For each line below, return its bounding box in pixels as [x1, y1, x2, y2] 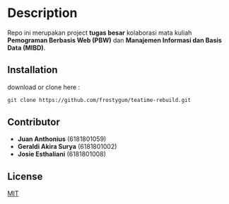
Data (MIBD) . [7, 43, 46, 52]
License [7, 170, 43, 182]
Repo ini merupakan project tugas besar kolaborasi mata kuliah [7, 28, 192, 37]
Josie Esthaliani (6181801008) [17, 150, 106, 159]
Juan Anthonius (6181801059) [17, 135, 107, 143]
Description [7, 5, 78, 21]
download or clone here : [7, 83, 81, 91]
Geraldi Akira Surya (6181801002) [17, 142, 117, 151]
